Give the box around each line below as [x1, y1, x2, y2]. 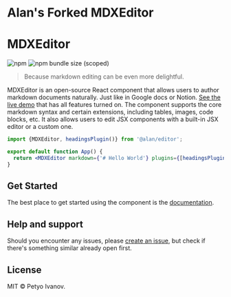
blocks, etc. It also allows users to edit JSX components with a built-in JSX [7, 115, 219, 123]
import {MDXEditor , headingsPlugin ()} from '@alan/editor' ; [7, 136, 184, 143]
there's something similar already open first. [7, 244, 132, 252]
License [7, 264, 42, 276]
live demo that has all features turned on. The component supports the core [7, 101, 222, 109]
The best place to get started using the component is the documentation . [7, 198, 214, 207]
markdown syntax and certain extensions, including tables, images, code [7, 108, 214, 116]
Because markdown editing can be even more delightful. [23, 72, 184, 81]
